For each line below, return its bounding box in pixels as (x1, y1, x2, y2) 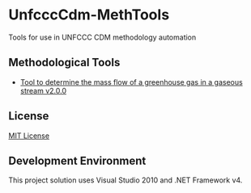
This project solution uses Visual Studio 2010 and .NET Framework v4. (8, 175, 243, 185)
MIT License (8, 131, 50, 141)
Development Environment (8, 153, 147, 167)
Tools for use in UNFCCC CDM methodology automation (8, 32, 197, 42)
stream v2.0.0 (19, 86, 67, 95)
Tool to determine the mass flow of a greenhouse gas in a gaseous (19, 77, 243, 86)
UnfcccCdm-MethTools (8, 6, 170, 24)
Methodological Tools (8, 56, 121, 69)
